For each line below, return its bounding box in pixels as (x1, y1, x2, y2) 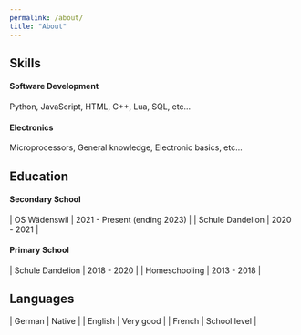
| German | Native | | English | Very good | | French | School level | (9, 315, 257, 326)
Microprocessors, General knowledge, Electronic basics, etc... (9, 142, 244, 153)
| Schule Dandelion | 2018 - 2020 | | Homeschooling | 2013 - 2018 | (9, 265, 262, 276)
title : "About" (9, 22, 67, 31)
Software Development (9, 81, 99, 92)
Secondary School (9, 194, 81, 205)
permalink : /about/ (9, 13, 84, 23)
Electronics (9, 122, 54, 133)
